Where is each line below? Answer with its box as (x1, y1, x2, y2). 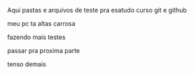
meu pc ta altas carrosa (7, 20, 76, 27)
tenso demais (7, 60, 47, 68)
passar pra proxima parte (7, 47, 81, 54)
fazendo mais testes (7, 33, 66, 41)
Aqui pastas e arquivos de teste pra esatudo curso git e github (7, 6, 187, 14)
